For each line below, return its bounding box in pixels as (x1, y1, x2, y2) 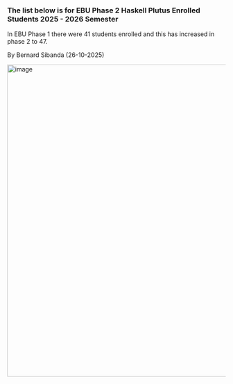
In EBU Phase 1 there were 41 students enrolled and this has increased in (7, 30, 215, 38)
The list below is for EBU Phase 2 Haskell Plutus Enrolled (7, 6, 201, 15)
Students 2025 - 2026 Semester (7, 14, 119, 24)
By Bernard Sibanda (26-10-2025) (7, 51, 105, 59)
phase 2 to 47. (7, 37, 48, 46)
